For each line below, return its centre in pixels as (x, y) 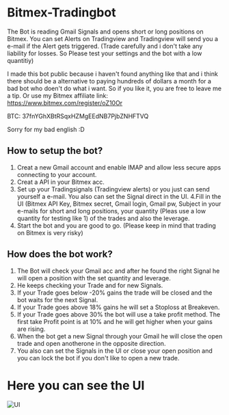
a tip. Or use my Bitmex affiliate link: (57, 95)
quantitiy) (21, 60)
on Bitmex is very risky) (50, 232)
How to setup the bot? (55, 151)
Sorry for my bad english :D (46, 129)
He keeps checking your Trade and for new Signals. (90, 285)
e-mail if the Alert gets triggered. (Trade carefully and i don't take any (105, 46)
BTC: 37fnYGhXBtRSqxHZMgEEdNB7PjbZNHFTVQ (78, 116)
